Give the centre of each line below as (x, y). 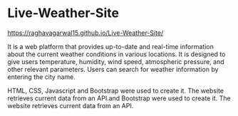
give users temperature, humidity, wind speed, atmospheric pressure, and (116, 61)
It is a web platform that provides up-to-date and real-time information (110, 46)
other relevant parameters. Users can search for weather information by (113, 69)
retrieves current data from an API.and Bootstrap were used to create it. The (119, 98)
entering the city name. (42, 77)
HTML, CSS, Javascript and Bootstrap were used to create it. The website (116, 90)
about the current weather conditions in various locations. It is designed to (117, 54)
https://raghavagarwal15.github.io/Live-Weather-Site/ (86, 33)
